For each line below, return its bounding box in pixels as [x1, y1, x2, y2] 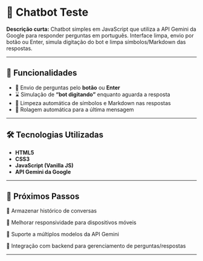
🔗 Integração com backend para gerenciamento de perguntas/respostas [6, 242, 186, 250]
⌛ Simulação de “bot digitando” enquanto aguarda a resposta [14, 91, 170, 98]
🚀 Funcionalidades [6, 68, 77, 78]
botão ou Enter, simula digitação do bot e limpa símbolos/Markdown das [6, 38, 186, 45]
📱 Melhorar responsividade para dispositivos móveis [6, 219, 137, 226]
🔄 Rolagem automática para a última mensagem [14, 106, 134, 113]
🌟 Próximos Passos [6, 191, 80, 201]
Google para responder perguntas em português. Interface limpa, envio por [6, 31, 195, 39]
